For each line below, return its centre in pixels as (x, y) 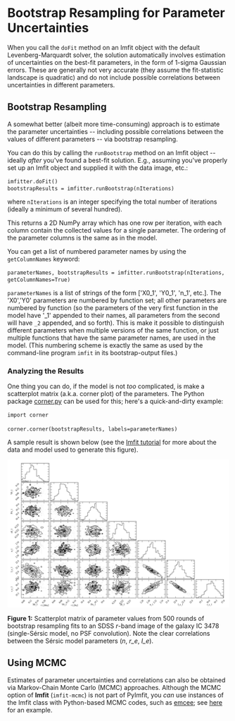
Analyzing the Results (46, 371)
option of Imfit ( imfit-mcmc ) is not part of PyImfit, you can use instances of (115, 695)
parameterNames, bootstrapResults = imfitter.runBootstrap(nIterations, (116, 273)
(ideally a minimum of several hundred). (65, 209)
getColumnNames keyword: (44, 259)
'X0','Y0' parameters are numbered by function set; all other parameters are (117, 300)
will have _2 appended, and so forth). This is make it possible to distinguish (116, 323)
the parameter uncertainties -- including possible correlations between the (115, 131)
